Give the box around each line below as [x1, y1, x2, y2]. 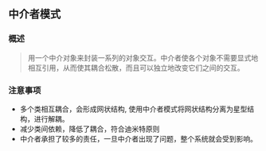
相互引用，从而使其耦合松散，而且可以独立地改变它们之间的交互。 [27, 63, 244, 72]
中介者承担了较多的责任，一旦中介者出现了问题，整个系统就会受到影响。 [19, 134, 257, 143]
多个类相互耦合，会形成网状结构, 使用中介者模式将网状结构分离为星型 [19, 104, 248, 114]
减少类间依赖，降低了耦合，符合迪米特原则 [19, 124, 160, 134]
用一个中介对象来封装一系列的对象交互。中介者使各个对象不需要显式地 [27, 52, 259, 62]
